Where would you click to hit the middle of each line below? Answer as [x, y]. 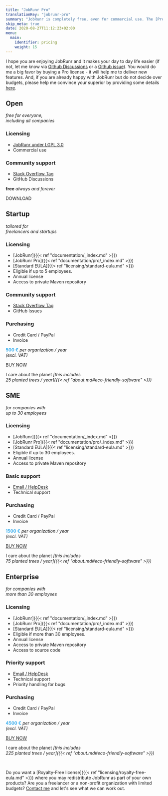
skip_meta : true [22, 24]
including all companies [30, 121]
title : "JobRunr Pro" [28, 10]
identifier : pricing [36, 42]
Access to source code [37, 650]
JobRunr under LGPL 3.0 [38, 144]
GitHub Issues [27, 311]
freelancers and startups [31, 231]
